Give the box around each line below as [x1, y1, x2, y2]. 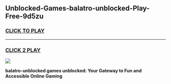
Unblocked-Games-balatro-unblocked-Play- [5, 4, 150, 13]
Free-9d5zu [5, 12, 44, 21]
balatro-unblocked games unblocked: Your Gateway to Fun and [5, 67, 142, 73]
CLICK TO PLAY [5, 27, 45, 35]
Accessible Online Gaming [5, 73, 63, 79]
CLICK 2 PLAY [5, 46, 41, 53]
